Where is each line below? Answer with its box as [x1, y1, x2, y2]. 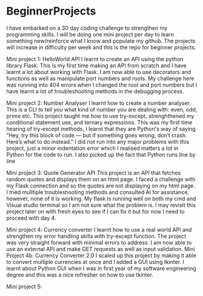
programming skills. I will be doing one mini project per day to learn [6, 30, 175, 38]
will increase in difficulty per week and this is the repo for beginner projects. [6, 44, 196, 51]
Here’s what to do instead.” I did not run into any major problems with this [6, 138, 190, 145]
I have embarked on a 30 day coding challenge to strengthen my [6, 24, 168, 32]
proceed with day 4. [6, 214, 56, 221]
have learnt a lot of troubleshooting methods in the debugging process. [6, 87, 184, 95]
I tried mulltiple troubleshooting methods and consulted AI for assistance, [6, 188, 190, 195]
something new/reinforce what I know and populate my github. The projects [6, 37, 196, 44]
